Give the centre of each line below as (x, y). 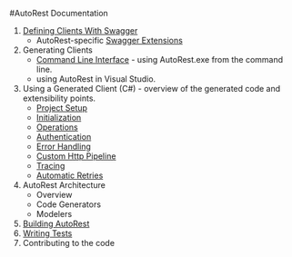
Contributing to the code (69, 243)
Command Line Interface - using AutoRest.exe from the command (160, 59)
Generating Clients (58, 50)
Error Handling (63, 146)
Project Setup (62, 108)
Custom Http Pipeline (76, 156)
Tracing (50, 166)
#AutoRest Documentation (59, 13)
